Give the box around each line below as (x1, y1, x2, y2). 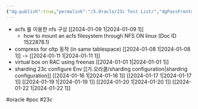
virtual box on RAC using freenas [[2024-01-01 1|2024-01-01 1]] (14, 58, 169, 65)
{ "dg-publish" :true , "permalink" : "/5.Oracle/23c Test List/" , (6, 8, 160, 15)
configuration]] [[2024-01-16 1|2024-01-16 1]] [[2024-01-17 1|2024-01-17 (14, 72, 192, 79)
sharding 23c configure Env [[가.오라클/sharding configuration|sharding (14, 65, 187, 72)
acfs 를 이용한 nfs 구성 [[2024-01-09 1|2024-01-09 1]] (14, 25, 144, 32)
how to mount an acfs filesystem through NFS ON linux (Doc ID (23, 32, 177, 39)
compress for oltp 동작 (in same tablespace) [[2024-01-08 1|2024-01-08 (14, 45, 190, 52)
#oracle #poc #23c (6, 95, 53, 103)
